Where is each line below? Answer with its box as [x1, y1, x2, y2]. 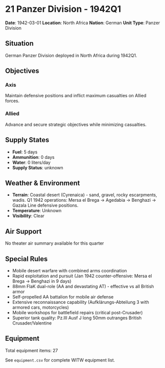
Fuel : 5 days [12, 149, 38, 155]
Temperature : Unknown [12, 208, 62, 214]
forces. [5, 98, 20, 104]
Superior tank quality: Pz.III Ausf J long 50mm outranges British [12, 315, 142, 321]
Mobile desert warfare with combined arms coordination [12, 267, 127, 273]
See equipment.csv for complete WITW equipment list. [5, 357, 115, 363]
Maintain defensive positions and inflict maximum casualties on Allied [5, 93, 147, 99]
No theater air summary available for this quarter [5, 240, 104, 246]
